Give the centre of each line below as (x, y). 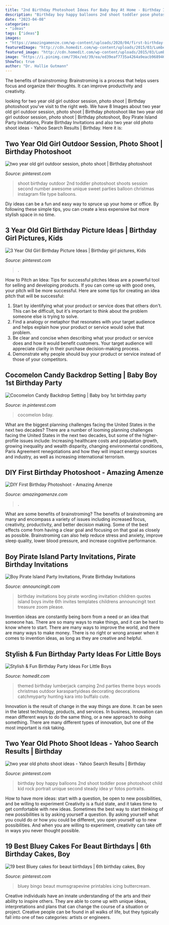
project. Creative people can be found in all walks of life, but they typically (82, 912)
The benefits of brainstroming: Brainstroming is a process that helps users (82, 81)
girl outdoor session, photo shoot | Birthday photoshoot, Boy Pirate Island (81, 117)
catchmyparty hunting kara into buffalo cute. (64, 696)
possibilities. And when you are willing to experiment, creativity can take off (83, 825)
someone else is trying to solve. (46, 316)
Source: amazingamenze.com (36, 495)
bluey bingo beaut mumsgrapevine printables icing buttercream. (84, 886)
